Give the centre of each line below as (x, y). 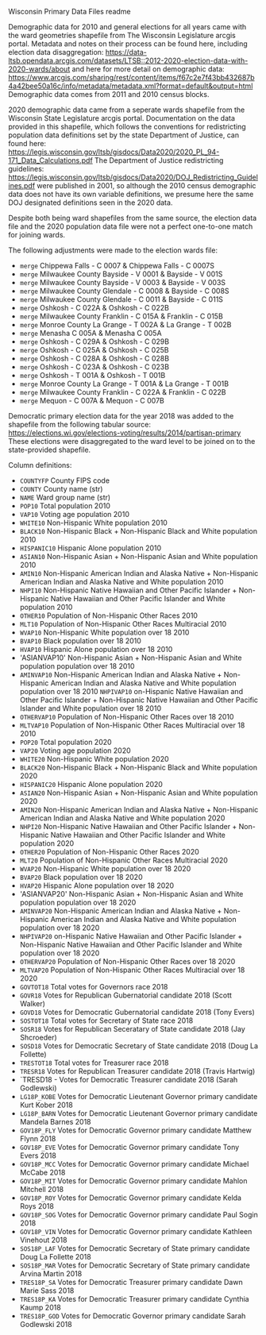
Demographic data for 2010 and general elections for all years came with (127, 27)
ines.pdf (22, 185)
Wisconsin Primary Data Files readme (69, 12)
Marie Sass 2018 (47, 1291)
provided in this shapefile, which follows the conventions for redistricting (127, 127)
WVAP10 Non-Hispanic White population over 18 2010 (104, 632)
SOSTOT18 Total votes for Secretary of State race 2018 (106, 1021)
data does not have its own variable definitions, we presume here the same (131, 194)
